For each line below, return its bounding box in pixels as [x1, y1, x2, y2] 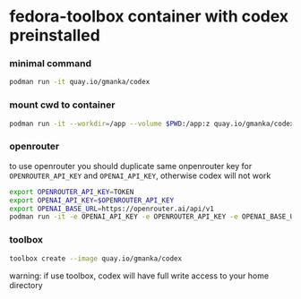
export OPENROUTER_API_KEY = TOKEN [9, 187, 134, 196]
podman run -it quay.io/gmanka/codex [9, 78, 150, 87]
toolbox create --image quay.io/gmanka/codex [9, 253, 182, 263]
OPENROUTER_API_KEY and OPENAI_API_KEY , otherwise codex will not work [9, 170, 271, 181]
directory [9, 279, 43, 290]
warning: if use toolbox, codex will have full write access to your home [9, 270, 270, 281]
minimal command [9, 57, 92, 70]
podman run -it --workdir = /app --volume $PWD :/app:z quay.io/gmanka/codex [9, 119, 295, 128]
